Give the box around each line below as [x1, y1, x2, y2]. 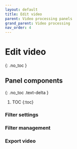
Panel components [5, 77, 63, 85]
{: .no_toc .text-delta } [5, 89, 49, 95]
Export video [5, 137, 36, 144]
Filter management [5, 124, 51, 131]
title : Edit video [5, 12, 42, 17]
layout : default [5, 7, 38, 12]
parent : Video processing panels [5, 16, 73, 21]
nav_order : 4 [5, 25, 31, 30]
